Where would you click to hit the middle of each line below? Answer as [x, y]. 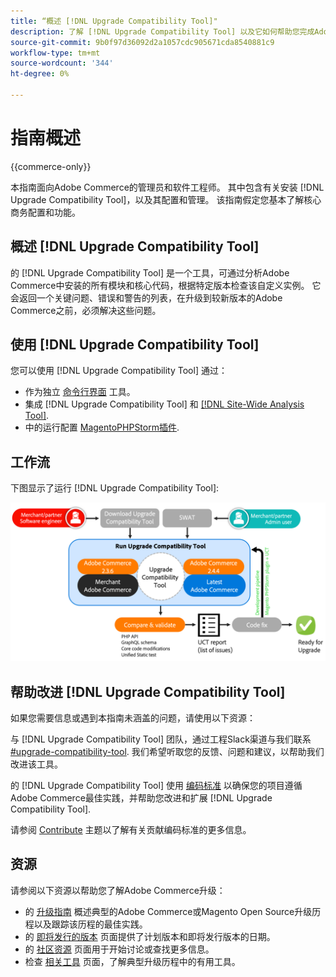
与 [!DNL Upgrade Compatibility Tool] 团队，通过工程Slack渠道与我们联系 [161, 739]
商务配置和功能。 [45, 212]
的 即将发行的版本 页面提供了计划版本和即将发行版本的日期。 [150, 936]
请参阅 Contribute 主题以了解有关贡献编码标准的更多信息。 [131, 830]
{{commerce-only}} [51, 166]
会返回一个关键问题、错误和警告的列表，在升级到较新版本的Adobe [146, 297]
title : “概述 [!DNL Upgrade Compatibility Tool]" [114, 21]
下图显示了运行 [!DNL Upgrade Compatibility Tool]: [115, 488]
